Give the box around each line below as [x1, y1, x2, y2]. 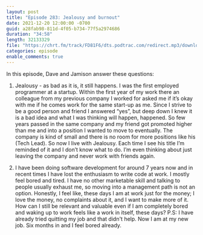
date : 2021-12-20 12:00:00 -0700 [6, 20, 91, 26]
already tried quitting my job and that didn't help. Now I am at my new [14, 215, 188, 222]
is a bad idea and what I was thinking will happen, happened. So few [14, 114, 186, 121]
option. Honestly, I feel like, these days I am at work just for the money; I [14, 189, 195, 196]
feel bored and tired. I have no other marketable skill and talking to [14, 177, 180, 184]
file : [6, 43, 20, 49]
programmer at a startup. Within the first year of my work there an [14, 88, 180, 95]
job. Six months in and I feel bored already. [14, 221, 122, 229]
